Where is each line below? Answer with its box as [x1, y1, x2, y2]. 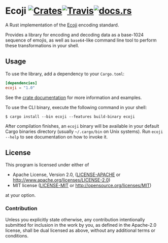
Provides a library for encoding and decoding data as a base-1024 [5, 31, 144, 38]
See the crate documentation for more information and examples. [5, 94, 142, 100]
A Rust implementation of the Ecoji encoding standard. [5, 22, 119, 28]
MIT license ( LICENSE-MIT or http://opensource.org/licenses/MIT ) [12, 183, 152, 189]
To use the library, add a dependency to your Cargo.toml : [5, 71, 125, 77]
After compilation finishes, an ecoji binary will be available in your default [5, 123, 159, 129]
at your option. [5, 192, 36, 198]
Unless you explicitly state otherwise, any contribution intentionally [5, 216, 145, 223]
